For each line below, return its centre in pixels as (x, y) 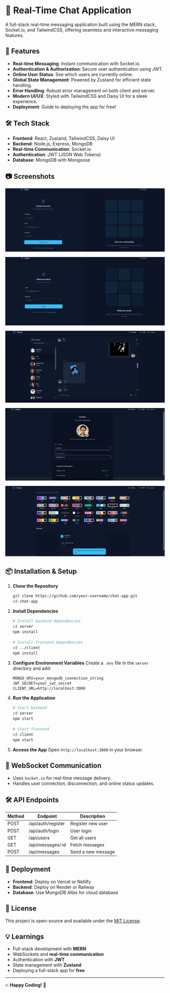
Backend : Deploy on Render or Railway (53, 887)
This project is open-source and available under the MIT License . (73, 921)
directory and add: (32, 668)
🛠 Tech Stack (27, 123)
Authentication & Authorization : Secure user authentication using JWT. (88, 69)
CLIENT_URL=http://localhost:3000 (49, 688)
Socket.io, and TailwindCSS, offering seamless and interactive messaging (82, 30)
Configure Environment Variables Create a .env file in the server (81, 663)
